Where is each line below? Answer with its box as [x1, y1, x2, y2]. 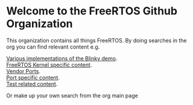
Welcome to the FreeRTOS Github [6, 4, 178, 18]
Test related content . [6, 80, 58, 88]
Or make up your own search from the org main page [6, 92, 139, 99]
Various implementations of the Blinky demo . [6, 55, 118, 62]
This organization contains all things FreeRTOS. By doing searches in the [6, 37, 187, 44]
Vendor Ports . [6, 67, 41, 74]
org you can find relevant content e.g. [6, 43, 100, 50]
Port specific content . [6, 74, 60, 81]
